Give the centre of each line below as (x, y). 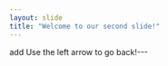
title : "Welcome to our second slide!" (85, 26)
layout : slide (36, 18)
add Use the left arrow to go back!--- (79, 52)
